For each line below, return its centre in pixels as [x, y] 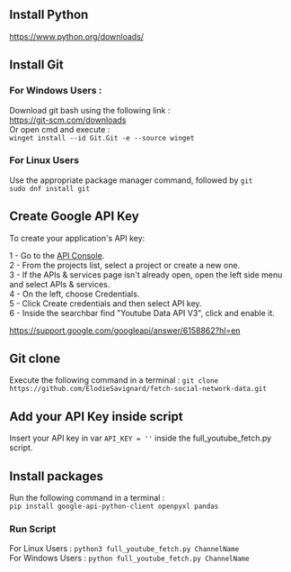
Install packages [56, 476]
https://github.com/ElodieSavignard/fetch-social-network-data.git [138, 389]
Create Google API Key [74, 217]
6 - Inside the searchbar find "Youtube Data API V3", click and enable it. [142, 313]
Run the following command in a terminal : [87, 498]
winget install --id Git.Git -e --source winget [102, 138]
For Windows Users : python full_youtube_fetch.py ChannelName [129, 558]
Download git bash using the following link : [90, 110]
